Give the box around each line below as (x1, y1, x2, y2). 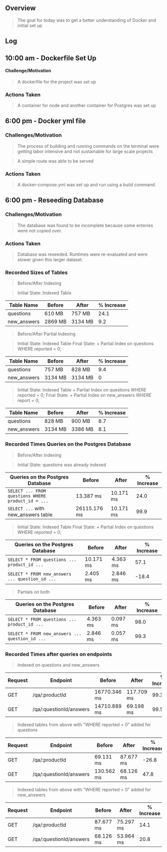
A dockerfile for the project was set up (17, 79, 96, 85)
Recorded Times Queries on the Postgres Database (5, 441, 131, 448)
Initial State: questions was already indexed (17, 462, 106, 468)
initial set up (17, 22, 42, 28)
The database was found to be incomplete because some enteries (17, 222, 153, 228)
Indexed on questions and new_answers (17, 662, 100, 668)
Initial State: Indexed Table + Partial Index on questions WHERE (17, 387, 147, 393)
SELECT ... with (7, 505, 45, 512)
